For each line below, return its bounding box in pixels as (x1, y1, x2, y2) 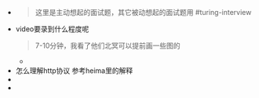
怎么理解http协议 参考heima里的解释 (15, 66, 133, 75)
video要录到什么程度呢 (15, 24, 89, 34)
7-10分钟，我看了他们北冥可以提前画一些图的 (35, 41, 181, 50)
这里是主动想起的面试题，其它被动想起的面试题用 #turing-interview (35, 8, 252, 16)
